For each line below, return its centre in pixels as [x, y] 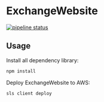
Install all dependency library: [42, 60]
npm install [21, 71]
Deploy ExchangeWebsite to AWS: [48, 82]
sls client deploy [29, 93]
